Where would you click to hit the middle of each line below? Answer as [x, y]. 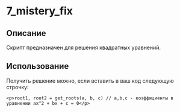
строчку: [17, 87]
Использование [38, 66]
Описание [26, 33]
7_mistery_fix [40, 11]
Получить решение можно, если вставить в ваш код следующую [90, 81]
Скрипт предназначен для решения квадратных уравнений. [84, 47]
